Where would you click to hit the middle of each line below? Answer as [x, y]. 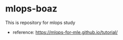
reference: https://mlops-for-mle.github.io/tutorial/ [65, 32]
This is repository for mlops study [40, 22]
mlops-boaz [31, 9]
